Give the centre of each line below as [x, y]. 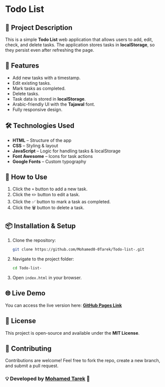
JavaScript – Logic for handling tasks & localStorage [66, 151]
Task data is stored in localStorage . [49, 99]
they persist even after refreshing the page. [50, 50]
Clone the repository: [34, 241]
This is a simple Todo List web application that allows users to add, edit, [79, 39]
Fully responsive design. [37, 109]
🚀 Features [22, 66]
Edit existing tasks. [32, 83]
